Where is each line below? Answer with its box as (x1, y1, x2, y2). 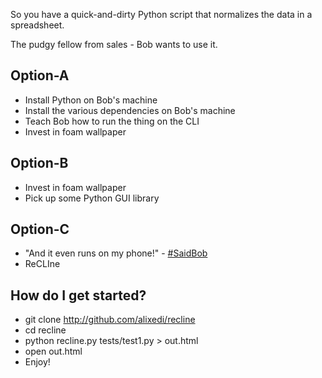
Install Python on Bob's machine (24, 94, 158, 106)
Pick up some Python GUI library (24, 192, 160, 204)
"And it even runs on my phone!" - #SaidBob (24, 247, 208, 259)
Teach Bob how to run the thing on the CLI (24, 115, 200, 127)
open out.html (24, 345, 83, 358)
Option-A (10, 67, 70, 84)
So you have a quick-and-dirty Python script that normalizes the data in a (10, 9, 313, 20)
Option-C (10, 221, 70, 238)
